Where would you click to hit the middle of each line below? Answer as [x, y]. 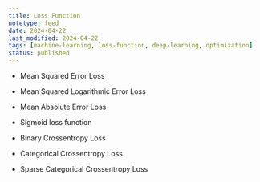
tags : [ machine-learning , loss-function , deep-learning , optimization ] [130, 46]
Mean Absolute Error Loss [63, 107]
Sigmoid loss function [56, 122]
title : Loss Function [45, 16]
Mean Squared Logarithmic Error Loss [83, 91]
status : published [39, 53]
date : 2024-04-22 [37, 30]
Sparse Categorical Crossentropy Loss [84, 169]
